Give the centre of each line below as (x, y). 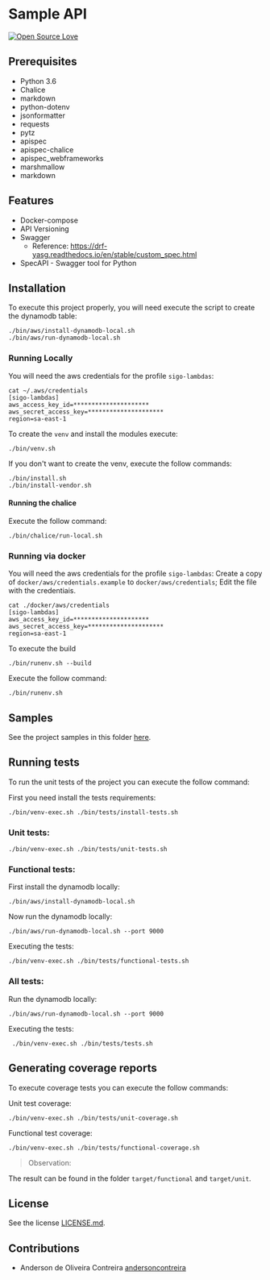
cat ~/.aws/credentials (48, 391)
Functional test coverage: (50, 1132)
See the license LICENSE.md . (57, 1223)
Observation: (50, 1162)
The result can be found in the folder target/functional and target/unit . (130, 1178)
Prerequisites (43, 62)
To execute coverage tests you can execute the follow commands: (118, 1087)
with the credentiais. (42, 591)
